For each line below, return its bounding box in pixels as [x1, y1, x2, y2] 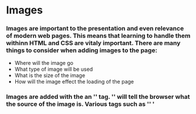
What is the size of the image [14, 72, 86, 79]
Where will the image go [14, 60, 73, 67]
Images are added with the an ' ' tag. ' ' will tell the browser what [6, 93, 190, 101]
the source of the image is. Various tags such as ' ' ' [6, 100, 155, 108]
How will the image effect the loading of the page [14, 78, 134, 85]
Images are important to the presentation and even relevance [6, 25, 184, 33]
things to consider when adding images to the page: [6, 46, 157, 54]
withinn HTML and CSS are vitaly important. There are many [6, 39, 181, 47]
